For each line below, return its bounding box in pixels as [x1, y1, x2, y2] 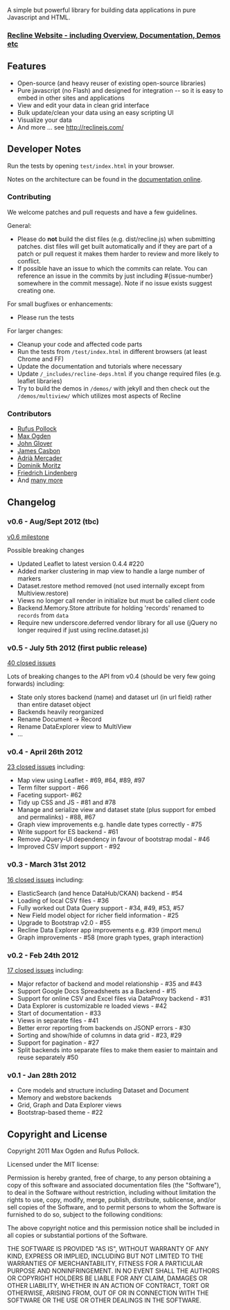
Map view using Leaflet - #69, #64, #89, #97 [17, 776, 145, 785]
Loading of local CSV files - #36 [17, 896, 109, 905]
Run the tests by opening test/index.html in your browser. [7, 161, 175, 170]
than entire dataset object [17, 700, 91, 709]
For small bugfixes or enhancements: [7, 299, 113, 308]
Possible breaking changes [7, 546, 85, 554]
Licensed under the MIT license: [7, 1160, 99, 1169]
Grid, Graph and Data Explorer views [17, 1101, 122, 1109]
